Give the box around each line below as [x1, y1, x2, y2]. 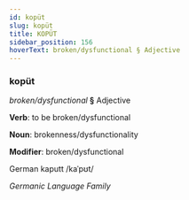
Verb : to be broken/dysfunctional [9, 112, 131, 123]
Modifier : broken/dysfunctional [9, 147, 124, 158]
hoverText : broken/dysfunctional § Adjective [9, 46, 180, 55]
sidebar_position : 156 [9, 37, 93, 47]
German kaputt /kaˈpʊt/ [9, 164, 95, 174]
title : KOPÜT [9, 29, 58, 38]
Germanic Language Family [9, 181, 111, 191]
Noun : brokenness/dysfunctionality [9, 129, 139, 140]
